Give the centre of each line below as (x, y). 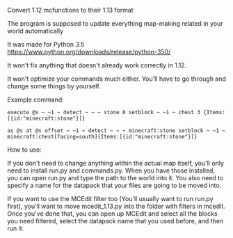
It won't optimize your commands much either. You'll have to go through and (116, 79)
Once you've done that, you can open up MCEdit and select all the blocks (112, 214)
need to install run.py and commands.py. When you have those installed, (111, 170)
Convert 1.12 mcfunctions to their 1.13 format (70, 10)
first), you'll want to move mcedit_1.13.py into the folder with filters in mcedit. (116, 206)
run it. (16, 228)
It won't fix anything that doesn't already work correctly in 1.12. (97, 65)
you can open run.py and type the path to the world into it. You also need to (115, 178)
